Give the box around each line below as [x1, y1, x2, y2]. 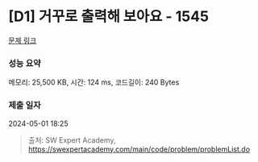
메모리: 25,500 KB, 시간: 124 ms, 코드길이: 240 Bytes [8, 77, 180, 87]
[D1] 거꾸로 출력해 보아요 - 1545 [8, 7, 210, 26]
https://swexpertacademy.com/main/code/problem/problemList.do [27, 144, 251, 154]
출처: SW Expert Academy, [27, 135, 116, 145]
